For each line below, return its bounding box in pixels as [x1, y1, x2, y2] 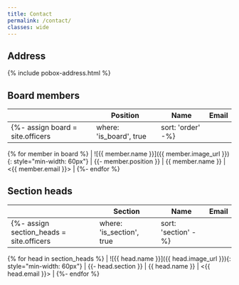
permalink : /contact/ [7, 17, 72, 24]
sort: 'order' [161, 122, 201, 132]
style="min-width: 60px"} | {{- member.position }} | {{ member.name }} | [13, 157, 226, 166]
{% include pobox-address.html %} [7, 69, 112, 77]
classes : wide [7, 23, 50, 31]
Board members [7, 90, 80, 102]
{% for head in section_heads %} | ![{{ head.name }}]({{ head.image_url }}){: [7, 254, 231, 263]
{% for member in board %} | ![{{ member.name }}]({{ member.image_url [7, 150, 221, 158]
